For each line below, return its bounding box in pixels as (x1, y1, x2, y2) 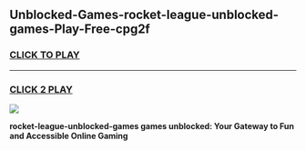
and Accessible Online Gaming (9, 130, 128, 141)
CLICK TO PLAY (9, 49, 80, 62)
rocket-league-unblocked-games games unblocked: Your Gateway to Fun (9, 120, 294, 131)
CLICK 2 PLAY (9, 83, 73, 95)
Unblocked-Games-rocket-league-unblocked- (9, 7, 280, 23)
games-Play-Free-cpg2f (9, 22, 150, 37)
